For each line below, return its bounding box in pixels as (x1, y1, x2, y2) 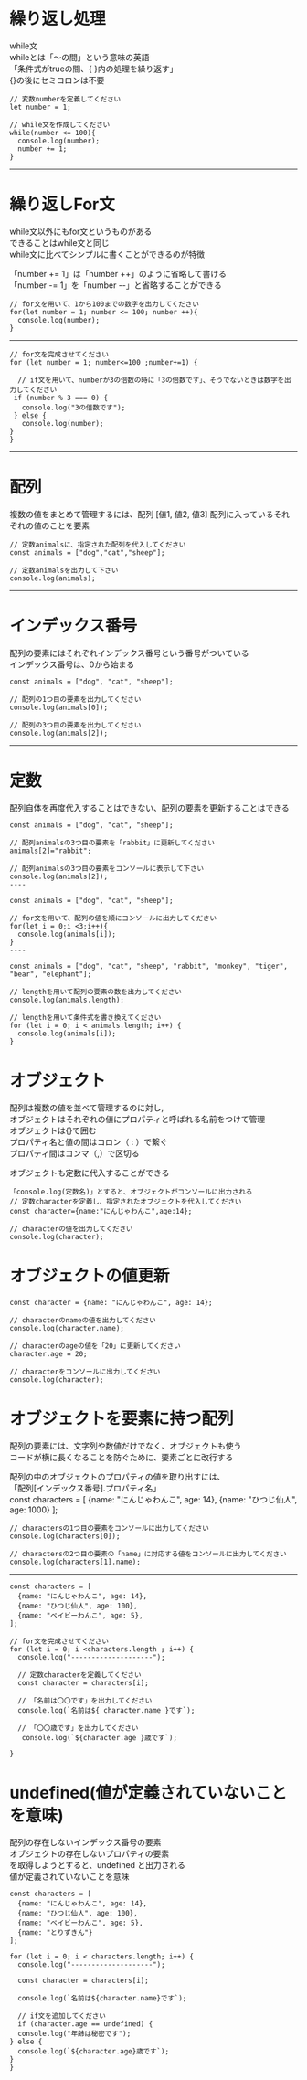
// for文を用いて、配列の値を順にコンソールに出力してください (9, 913, 217, 923)
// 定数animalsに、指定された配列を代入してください (9, 540, 186, 549)
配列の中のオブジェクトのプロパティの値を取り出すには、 (9, 1470, 226, 1481)
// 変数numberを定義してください (9, 94, 122, 103)
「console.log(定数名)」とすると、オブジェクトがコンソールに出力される (9, 1187, 253, 1196)
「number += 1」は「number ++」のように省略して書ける (9, 268, 227, 279)
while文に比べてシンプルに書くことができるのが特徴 (9, 249, 206, 260)
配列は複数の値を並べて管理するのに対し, (9, 1102, 164, 1113)
